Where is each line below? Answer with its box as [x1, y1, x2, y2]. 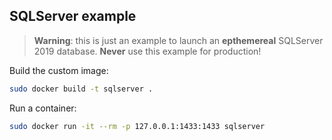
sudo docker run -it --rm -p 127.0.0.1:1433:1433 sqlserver [9, 121, 266, 131]
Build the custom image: [9, 64, 109, 76]
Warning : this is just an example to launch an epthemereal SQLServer [33, 34, 324, 46]
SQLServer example [9, 8, 137, 25]
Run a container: [9, 102, 77, 114]
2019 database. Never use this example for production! [33, 45, 262, 57]
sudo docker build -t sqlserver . [9, 84, 154, 94]
